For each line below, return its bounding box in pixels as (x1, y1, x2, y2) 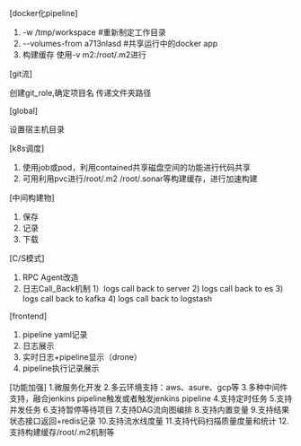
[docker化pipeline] (9, 8, 78, 18)
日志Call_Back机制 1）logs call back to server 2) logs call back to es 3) (22, 284, 284, 293)
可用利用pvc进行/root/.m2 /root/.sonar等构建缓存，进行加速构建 (22, 173, 258, 184)
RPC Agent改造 (22, 272, 79, 283)
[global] (9, 106, 39, 116)
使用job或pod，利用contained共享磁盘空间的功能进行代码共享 (22, 162, 252, 172)
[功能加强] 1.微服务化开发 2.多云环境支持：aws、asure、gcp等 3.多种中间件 (9, 382, 288, 392)
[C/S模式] (9, 253, 45, 263)
